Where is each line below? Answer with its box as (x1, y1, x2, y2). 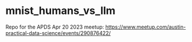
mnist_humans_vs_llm (5, 4, 116, 17)
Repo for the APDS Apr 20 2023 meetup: (5, 23, 105, 30)
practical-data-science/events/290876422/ (5, 29, 111, 36)
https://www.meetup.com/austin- (105, 23, 186, 30)
